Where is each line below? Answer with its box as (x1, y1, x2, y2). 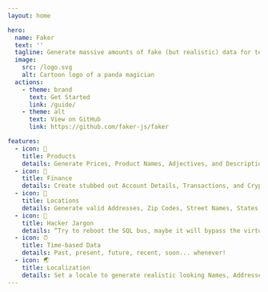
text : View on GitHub (28, 115, 102, 124)
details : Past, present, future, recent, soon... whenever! (22, 249, 226, 257)
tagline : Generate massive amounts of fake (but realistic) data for (14, 49, 251, 57)
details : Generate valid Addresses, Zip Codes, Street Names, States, (22, 204, 262, 212)
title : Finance (22, 174, 73, 182)
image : (14, 56, 37, 64)
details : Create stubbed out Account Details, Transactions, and (22, 182, 245, 190)
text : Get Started (28, 93, 90, 101)
